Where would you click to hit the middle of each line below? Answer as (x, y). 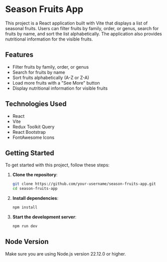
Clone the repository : (35, 175)
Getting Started (30, 153)
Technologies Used (36, 104)
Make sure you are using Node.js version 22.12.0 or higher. (65, 253)
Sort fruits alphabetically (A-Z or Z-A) (51, 77)
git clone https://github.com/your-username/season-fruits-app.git (84, 184)
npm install (25, 207)
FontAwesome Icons (33, 137)
